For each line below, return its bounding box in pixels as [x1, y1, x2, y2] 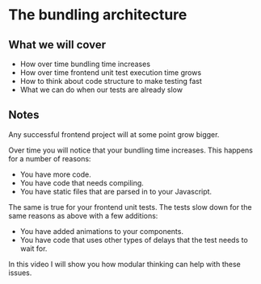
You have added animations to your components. [19, 226, 184, 236]
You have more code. [19, 169, 91, 179]
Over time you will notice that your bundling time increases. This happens [8, 145, 253, 155]
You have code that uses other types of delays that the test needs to [19, 235, 248, 244]
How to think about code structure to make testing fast [19, 77, 202, 86]
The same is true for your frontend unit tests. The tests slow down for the [8, 202, 252, 211]
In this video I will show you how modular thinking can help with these [8, 259, 241, 269]
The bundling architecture [8, 6, 187, 24]
